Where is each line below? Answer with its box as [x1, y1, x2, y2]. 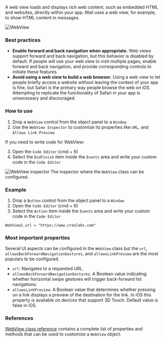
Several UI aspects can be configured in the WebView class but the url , [5, 245, 148, 251]
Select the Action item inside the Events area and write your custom [12, 208, 150, 214]
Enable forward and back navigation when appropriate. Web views [12, 48, 152, 54]
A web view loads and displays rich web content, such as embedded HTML [5, 4, 159, 10]
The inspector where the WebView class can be [50, 168, 144, 175]
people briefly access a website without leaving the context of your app [12, 79, 159, 86]
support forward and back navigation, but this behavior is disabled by [12, 53, 154, 59]
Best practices [5, 37, 41, 44]
